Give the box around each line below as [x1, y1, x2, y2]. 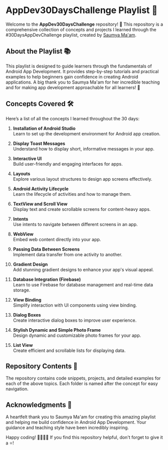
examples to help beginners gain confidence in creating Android [6, 73, 138, 80]
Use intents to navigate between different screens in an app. [13, 221, 138, 227]
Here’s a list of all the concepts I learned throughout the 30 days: [6, 115, 140, 121]
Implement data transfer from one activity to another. [13, 251, 122, 257]
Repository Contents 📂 [6, 362, 78, 370]
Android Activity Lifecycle [13, 186, 69, 192]
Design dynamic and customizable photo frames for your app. [13, 332, 141, 338]
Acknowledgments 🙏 [6, 400, 72, 409]
